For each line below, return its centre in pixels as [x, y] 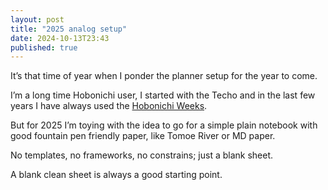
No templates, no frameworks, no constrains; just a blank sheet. [142, 155]
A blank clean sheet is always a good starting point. [116, 175]
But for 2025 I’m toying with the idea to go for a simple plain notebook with [164, 125]
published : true [44, 47]
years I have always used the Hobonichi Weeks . [109, 106]
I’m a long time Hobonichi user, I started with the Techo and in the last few [163, 95]
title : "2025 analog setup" [69, 29]
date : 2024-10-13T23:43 [60, 38]
